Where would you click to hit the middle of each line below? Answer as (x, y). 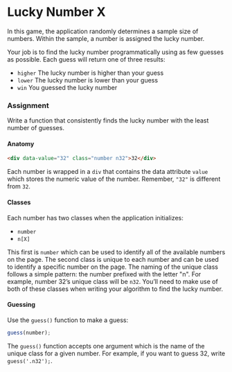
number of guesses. (36, 128)
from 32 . (19, 186)
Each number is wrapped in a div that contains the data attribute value (108, 172)
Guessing (21, 305)
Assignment (28, 105)
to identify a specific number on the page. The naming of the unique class (113, 267)
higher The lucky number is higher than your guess (90, 73)
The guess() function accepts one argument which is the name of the (106, 346)
